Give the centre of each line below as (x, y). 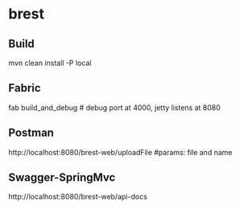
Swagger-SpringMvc (62, 178)
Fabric (25, 88)
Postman (31, 133)
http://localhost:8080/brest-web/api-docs (78, 197)
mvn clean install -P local (50, 63)
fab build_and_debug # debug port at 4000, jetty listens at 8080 (115, 107)
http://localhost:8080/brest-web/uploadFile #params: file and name (120, 152)
